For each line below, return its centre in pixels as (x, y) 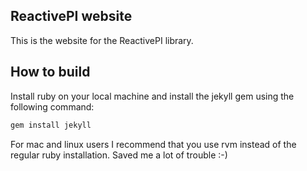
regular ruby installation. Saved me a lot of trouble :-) (119, 155)
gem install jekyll (51, 125)
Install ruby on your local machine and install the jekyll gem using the (152, 96)
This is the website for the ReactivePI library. (102, 40)
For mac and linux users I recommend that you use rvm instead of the (153, 144)
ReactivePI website (71, 16)
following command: (52, 106)
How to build (50, 72)
